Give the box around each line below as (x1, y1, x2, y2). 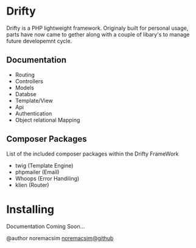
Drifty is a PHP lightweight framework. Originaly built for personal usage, (6, 24, 189, 32)
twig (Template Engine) (15, 162, 74, 169)
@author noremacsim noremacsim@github (6, 234, 114, 241)
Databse (15, 90, 37, 98)
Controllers (15, 77, 44, 84)
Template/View (15, 97, 54, 104)
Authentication (15, 109, 52, 117)
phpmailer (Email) (15, 168, 60, 176)
